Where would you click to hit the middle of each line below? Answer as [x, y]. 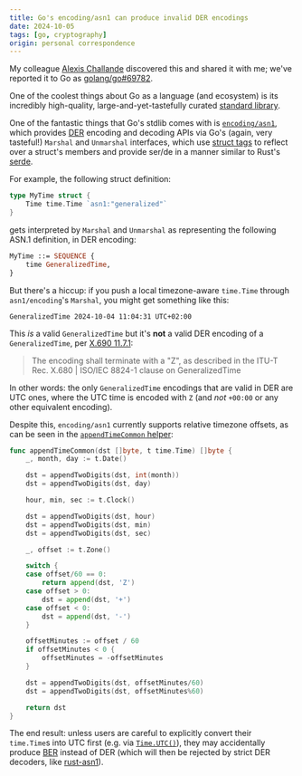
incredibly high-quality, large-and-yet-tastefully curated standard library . [145, 106]
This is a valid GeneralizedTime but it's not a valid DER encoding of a [137, 333]
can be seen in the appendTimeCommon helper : [91, 434]
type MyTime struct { [50, 196]
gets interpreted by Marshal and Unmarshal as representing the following [143, 230]
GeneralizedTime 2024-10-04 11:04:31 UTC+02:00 [101, 316]
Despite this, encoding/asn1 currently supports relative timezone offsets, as [149, 424]
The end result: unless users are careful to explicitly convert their [131, 733]
